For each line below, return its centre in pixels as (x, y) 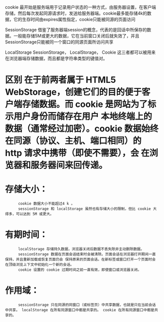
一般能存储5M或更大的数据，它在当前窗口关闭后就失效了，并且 (76, 36)
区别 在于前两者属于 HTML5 (61, 80)
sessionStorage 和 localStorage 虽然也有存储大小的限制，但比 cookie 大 (87, 209)
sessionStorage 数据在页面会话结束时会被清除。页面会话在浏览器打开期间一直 (87, 254)
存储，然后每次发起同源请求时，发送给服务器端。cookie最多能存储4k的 (76, 13)
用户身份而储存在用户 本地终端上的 (83, 117)
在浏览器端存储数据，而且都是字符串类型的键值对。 (56, 58)
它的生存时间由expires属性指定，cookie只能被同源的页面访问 (74, 19)
